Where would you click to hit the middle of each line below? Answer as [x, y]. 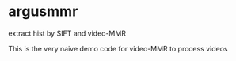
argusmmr [43, 11]
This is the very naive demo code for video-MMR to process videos [118, 48]
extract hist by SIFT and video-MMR [67, 33]
